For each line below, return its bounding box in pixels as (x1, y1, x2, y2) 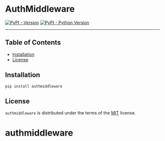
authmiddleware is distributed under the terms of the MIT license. (5, 110, 136, 116)
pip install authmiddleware (5, 84, 63, 89)
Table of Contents (5, 38, 61, 47)
